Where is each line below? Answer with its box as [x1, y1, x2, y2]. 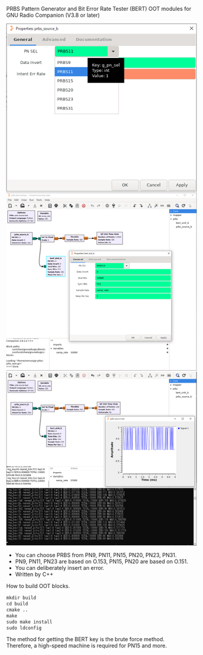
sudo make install [6, 619, 53, 625]
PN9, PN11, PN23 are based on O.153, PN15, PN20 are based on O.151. [14, 558, 188, 565]
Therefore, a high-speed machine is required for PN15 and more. [6, 642, 167, 649]
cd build [6, 601, 28, 607]
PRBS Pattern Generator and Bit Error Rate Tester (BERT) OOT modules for [6, 5, 192, 12]
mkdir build [6, 595, 36, 601]
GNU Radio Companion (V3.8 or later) [6, 11, 100, 19]
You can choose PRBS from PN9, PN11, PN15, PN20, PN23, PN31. [14, 551, 177, 558]
